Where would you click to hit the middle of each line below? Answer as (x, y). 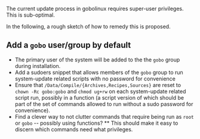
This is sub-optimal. (30, 15)
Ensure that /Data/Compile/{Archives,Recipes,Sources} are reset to (98, 85)
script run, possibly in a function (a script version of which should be (99, 97)
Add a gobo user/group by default (69, 45)
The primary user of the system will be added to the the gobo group (97, 60)
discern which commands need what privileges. (74, 129)
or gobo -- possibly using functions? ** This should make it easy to (96, 123)
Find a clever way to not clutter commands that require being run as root (104, 116)
